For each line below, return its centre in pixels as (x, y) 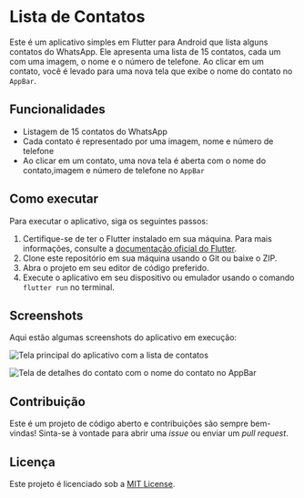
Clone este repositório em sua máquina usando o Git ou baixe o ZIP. (150, 258)
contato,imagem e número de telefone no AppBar (113, 170)
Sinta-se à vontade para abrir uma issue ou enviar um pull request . (163, 433)
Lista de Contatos (77, 17)
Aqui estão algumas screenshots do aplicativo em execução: (123, 337)
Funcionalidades (58, 110)
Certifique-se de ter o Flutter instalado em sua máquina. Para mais (147, 238)
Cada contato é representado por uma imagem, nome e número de (148, 141)
